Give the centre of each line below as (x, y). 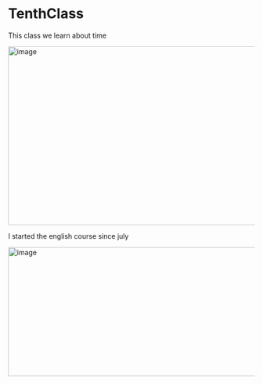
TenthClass (46, 14)
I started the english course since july (68, 236)
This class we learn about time (58, 35)
